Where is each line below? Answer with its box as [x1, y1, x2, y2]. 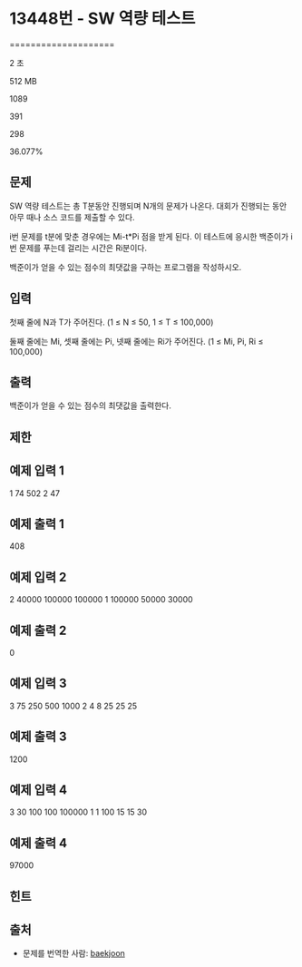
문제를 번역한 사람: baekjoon [22, 948, 125, 959]
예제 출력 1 [9, 516, 65, 532]
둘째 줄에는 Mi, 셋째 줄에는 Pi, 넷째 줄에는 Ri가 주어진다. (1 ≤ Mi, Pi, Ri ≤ [9, 336, 264, 347]
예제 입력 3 [9, 676, 67, 691]
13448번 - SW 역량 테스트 [9, 8, 196, 29]
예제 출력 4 [9, 835, 68, 851]
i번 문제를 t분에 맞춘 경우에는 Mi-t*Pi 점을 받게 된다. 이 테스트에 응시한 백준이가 [9, 230, 289, 241]
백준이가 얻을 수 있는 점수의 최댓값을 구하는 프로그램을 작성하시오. [9, 261, 242, 272]
